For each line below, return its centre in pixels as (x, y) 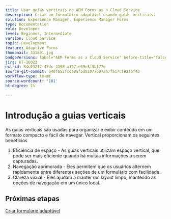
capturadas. (25, 161)
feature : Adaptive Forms (32, 48)
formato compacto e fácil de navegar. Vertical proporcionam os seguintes (82, 135)
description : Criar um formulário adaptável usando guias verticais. (81, 15)
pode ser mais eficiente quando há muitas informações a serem (79, 155)
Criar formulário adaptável (33, 211)
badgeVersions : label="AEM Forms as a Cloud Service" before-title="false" (87, 57)
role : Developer (22, 29)
